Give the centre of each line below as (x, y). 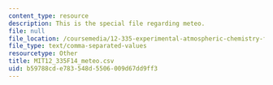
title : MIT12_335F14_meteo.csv (61, 62)
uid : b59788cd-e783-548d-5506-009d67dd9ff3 (83, 69)
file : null (27, 31)
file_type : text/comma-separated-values (78, 46)
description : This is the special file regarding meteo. (107, 23)
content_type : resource (49, 16)
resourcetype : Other (43, 53)
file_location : (34, 38)
